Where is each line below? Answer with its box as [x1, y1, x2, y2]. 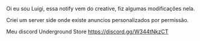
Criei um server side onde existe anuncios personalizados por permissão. [6, 17, 189, 23]
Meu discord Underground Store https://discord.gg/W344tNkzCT [6, 28, 169, 35]
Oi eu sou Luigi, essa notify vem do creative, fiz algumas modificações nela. [6, 5, 195, 12]
